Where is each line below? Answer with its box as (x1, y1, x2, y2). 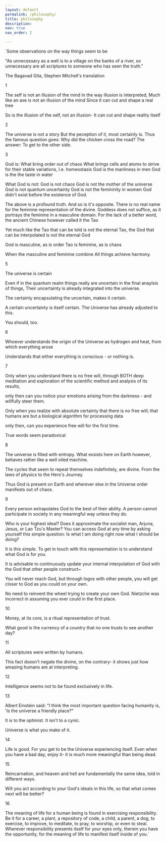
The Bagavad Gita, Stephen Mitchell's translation (5, 73, 105, 78)
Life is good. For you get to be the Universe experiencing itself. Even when (5, 746, 157, 752)
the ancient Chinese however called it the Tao (5, 217, 99, 223)
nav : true (5, 26, 26, 31)
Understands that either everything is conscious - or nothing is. (5, 354, 135, 360)
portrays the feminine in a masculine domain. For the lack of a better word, (5, 212, 158, 218)
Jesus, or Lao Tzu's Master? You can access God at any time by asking (5, 526, 151, 532)
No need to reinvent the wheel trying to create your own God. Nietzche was (5, 591, 160, 597)
